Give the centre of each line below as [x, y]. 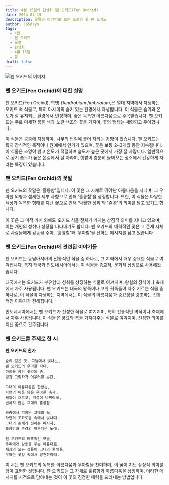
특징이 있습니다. [30, 164]
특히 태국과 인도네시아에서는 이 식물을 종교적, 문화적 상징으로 [84, 265]
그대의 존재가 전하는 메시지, [31, 424]
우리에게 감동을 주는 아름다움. [32, 444]
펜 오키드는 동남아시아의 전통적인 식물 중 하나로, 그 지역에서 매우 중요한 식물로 [82, 259]
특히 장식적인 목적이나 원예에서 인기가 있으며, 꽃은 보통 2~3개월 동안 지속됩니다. [84, 145]
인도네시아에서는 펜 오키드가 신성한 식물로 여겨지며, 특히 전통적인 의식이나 [78, 312]
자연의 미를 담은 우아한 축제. [32, 392]
